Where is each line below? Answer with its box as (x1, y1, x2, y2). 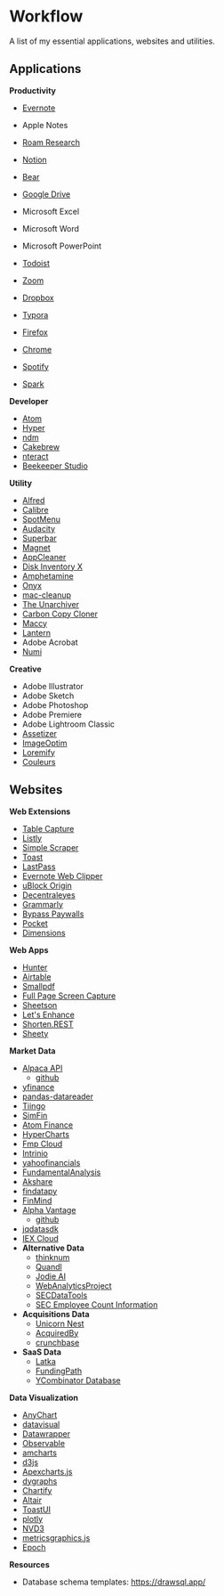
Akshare (21, 1176, 53, 1186)
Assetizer (21, 728, 58, 738)
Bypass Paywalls (21, 908, 84, 919)
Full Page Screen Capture (21, 990, 116, 1001)
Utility (9, 477, 33, 488)
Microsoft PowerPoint (21, 240, 102, 251)
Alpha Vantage (21, 1204, 76, 1215)
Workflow (9, 6, 84, 27)
